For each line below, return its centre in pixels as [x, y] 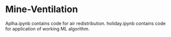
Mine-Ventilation [42, 9]
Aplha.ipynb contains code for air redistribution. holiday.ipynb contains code [86, 23]
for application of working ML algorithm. [47, 28]
